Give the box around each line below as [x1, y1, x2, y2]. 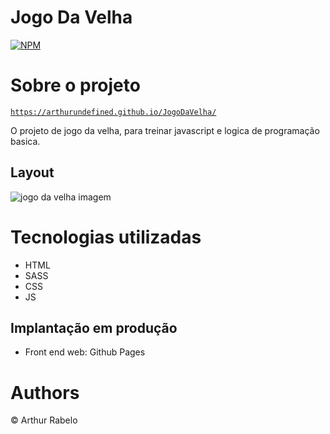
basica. [10, 135, 41, 147]
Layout [10, 164, 55, 181]
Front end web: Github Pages [24, 346, 146, 358]
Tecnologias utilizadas [10, 226, 202, 248]
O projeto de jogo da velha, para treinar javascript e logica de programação [10, 124, 320, 136]
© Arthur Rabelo [10, 414, 78, 426]
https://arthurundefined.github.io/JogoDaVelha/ [10, 107, 217, 117]
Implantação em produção [10, 320, 178, 337]
